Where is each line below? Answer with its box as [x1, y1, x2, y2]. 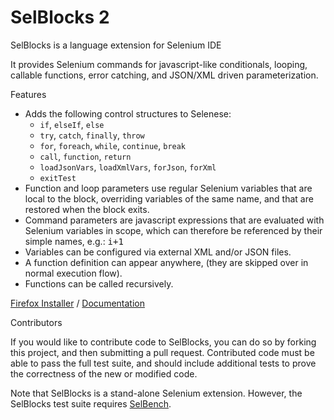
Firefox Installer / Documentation [10, 297, 145, 309]
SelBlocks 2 [10, 6, 110, 29]
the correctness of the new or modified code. [10, 367, 198, 380]
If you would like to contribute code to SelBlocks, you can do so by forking [10, 336, 317, 348]
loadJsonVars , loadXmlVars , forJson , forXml [39, 161, 217, 173]
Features [10, 88, 47, 100]
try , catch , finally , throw [39, 129, 145, 141]
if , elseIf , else [39, 118, 105, 130]
